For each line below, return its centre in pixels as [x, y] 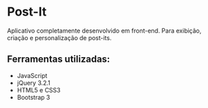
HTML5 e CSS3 [39, 90]
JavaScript [32, 75]
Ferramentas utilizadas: [59, 59]
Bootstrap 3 [33, 97]
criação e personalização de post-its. [59, 37]
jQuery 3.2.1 [34, 83]
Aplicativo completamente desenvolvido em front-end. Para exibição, [104, 31]
